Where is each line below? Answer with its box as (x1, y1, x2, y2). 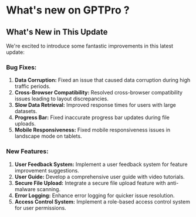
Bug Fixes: (6, 63, 37, 71)
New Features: (6, 147, 49, 155)
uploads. (14, 120, 36, 127)
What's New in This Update (6, 27, 108, 37)
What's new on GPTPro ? (6, 4, 130, 17)
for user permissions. (14, 204, 66, 211)
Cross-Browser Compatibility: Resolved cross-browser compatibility (14, 89, 183, 96)
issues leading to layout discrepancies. (14, 95, 109, 103)
